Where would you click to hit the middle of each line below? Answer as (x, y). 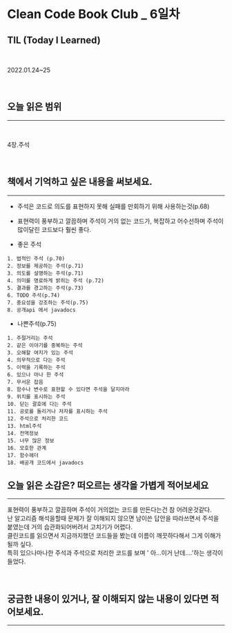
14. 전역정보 (23, 433)
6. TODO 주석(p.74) (34, 295)
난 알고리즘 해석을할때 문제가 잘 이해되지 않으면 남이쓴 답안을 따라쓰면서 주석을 (113, 518)
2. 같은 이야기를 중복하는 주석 (45, 345)
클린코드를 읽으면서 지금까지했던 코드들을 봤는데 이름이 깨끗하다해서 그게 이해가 (114, 536)
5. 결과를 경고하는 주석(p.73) (46, 288)
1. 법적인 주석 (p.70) (36, 259)
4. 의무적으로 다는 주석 (36, 360)
